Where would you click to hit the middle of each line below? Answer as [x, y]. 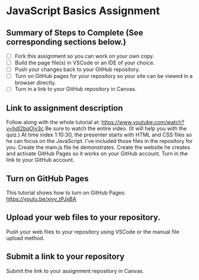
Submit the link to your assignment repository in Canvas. [75, 271]
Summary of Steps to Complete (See [75, 33]
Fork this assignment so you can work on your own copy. [84, 56]
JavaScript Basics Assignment [83, 11]
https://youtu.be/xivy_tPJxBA [41, 198]
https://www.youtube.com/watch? [143, 122]
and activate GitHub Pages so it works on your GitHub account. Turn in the [97, 154]
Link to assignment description [65, 108]
